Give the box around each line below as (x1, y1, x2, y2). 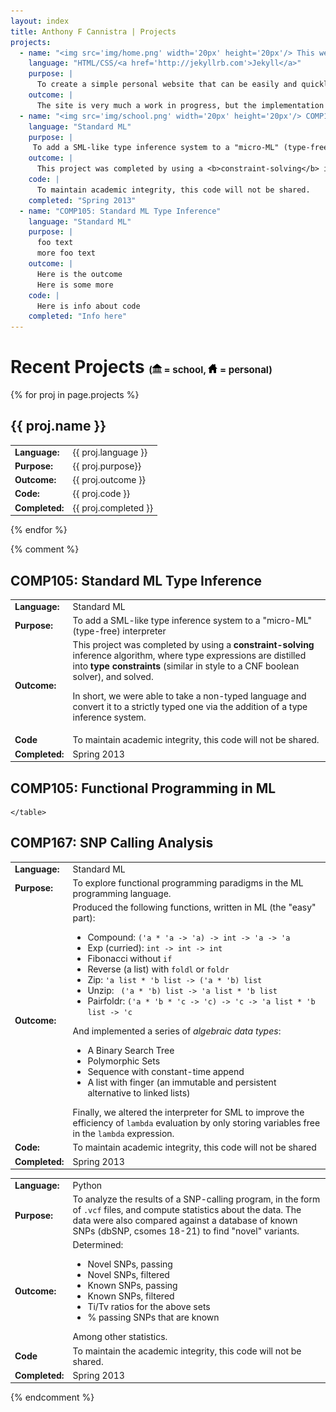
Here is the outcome (36, 269, 123, 279)
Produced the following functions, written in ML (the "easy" (72, 901, 317, 914)
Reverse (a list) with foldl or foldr (87, 963, 230, 975)
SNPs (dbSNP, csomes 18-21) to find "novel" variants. (72, 1225, 300, 1237)
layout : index (10, 16, 70, 26)
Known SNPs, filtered (87, 1290, 175, 1302)
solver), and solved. (72, 671, 154, 683)
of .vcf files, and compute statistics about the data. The (72, 1204, 302, 1216)
